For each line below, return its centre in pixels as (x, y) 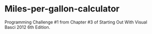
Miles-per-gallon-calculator (62, 9)
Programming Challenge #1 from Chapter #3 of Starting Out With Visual (76, 22)
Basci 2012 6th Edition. (27, 27)
